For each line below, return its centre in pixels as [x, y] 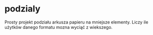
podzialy [23, 9]
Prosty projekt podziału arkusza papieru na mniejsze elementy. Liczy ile [76, 22]
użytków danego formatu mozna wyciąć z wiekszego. [58, 27]
